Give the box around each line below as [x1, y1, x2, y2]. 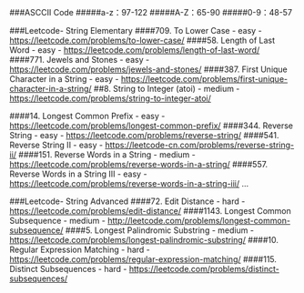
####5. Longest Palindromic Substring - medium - [65, 225, 255, 236]
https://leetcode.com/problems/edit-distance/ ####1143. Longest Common [9, 206, 291, 216]
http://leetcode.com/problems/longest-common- [107, 216, 291, 226]
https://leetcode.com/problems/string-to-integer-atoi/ [9, 93, 212, 104]
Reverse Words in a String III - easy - [9, 168, 147, 179]
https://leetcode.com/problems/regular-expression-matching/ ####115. [9, 254, 278, 265]
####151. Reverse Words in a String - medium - [17, 149, 196, 160]
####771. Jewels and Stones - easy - [9, 55, 150, 65]
